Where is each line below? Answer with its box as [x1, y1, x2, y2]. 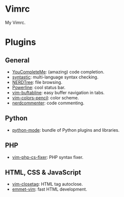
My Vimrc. [5, 20, 26, 25]
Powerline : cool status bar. [12, 84, 66, 90]
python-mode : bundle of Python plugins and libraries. [12, 127, 120, 133]
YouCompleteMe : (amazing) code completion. [12, 69, 105, 75]
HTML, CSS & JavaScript [5, 168, 81, 177]
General [5, 56, 30, 64]
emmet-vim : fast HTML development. [12, 186, 88, 192]
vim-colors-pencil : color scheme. [12, 95, 79, 100]
